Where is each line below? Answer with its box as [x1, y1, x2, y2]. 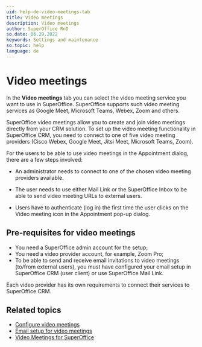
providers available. [14, 174, 65, 181]
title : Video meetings [6, 14, 63, 21]
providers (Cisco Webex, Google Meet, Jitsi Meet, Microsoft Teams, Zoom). [6, 138, 194, 145]
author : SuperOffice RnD [6, 25, 69, 32]
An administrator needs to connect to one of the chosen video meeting [14, 167, 191, 175]
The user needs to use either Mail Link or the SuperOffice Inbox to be [14, 185, 188, 193]
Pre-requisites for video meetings [6, 228, 136, 238]
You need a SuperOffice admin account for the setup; [14, 244, 148, 251]
